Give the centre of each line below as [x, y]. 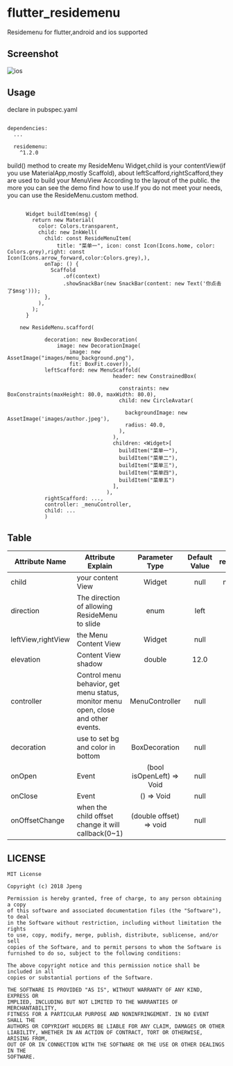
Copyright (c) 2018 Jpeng [44, 886]
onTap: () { [61, 264]
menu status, [98, 692]
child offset [95, 816]
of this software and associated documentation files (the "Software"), [114, 911]
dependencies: [28, 128]
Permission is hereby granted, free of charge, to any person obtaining [114, 899]
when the [92, 807]
